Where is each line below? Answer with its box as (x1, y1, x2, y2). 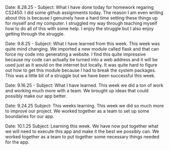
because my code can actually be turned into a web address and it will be (5, 57, 158, 62)
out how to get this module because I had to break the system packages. (5, 67, 156, 73)
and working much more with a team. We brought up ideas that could (5, 88, 149, 93)
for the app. (5, 139, 30, 145)
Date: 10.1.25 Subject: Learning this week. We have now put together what (5, 123, 158, 129)
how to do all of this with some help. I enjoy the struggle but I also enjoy (5, 26, 154, 32)
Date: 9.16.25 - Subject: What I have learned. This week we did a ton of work (5, 82, 163, 88)
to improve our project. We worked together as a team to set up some (5, 108, 149, 114)
